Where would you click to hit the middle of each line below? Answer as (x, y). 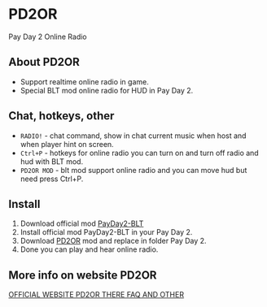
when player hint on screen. (67, 144)
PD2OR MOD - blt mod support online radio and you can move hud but (133, 170)
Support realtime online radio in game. (84, 81)
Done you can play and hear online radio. (89, 249)
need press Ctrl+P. (52, 179)
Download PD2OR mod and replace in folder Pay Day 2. (113, 241)
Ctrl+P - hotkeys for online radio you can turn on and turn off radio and (139, 153)
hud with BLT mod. (52, 161)
